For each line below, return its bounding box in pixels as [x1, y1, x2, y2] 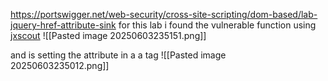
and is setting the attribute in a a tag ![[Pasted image [10, 49, 227, 61]
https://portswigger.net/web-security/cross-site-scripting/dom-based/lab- [10, 9, 318, 20]
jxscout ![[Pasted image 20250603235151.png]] [10, 30, 207, 41]
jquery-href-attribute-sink [10, 19, 117, 31]
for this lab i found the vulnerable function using [118, 19, 317, 31]
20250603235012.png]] [10, 60, 110, 71]
